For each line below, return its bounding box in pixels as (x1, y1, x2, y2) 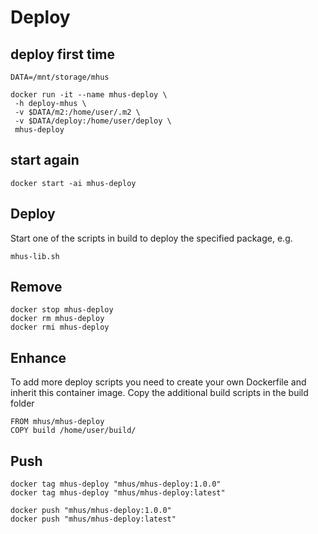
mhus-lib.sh (10, 251, 60, 261)
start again (10, 152, 80, 169)
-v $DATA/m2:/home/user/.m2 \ (14, 107, 141, 117)
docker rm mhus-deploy (10, 314, 105, 324)
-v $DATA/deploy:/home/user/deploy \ (14, 116, 172, 126)
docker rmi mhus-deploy (10, 322, 110, 333)
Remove (10, 279, 63, 296)
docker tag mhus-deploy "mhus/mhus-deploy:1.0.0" (10, 479, 222, 490)
